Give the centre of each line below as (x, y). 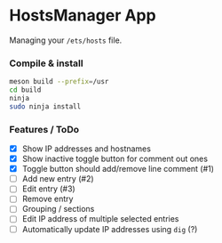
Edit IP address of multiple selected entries (100, 219)
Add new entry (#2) (58, 179)
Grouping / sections (58, 209)
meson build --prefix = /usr (59, 82)
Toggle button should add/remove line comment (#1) (118, 169)
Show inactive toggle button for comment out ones (115, 159)
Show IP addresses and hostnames (86, 149)
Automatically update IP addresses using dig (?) (110, 229)
